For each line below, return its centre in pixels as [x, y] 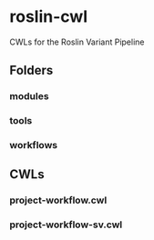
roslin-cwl [49, 17]
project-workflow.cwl [58, 200]
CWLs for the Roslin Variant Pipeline [77, 42]
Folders [31, 70]
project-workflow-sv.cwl [66, 225]
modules [29, 96]
